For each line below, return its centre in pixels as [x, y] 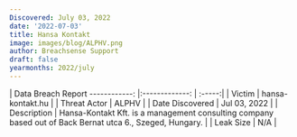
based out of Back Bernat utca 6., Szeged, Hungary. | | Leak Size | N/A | [143, 122]
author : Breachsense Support [64, 51]
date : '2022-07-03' [46, 26]
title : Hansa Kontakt [50, 34]
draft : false [34, 59]
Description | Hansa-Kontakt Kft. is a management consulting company [141, 113]
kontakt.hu [29, 103]
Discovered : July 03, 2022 [60, 18]
